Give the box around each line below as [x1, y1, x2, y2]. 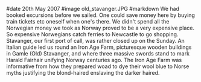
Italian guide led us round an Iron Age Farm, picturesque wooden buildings [6, 43, 192, 51]
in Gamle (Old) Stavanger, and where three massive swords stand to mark [6, 50, 190, 57]
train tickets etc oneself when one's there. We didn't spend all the [6, 18, 170, 25]
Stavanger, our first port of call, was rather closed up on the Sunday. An [6, 37, 185, 44]
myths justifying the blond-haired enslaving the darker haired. [6, 69, 160, 76]
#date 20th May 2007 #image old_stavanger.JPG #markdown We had [6, 5, 180, 12]
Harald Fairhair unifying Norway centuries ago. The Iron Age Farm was [6, 57, 182, 63]
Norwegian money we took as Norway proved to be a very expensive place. [6, 24, 195, 31]
